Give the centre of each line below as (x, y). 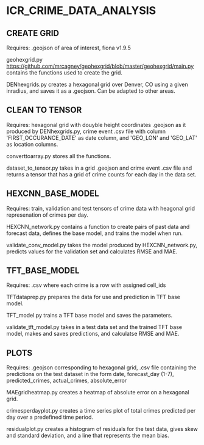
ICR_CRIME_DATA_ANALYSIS (81, 11)
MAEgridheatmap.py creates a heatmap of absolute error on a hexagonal (98, 393)
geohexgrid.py (24, 60)
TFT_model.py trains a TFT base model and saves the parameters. (90, 316)
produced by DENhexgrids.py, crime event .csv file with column (86, 131)
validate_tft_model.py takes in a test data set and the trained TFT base (94, 327)
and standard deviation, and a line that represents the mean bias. (88, 436)
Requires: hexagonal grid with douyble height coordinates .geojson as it (96, 125)
